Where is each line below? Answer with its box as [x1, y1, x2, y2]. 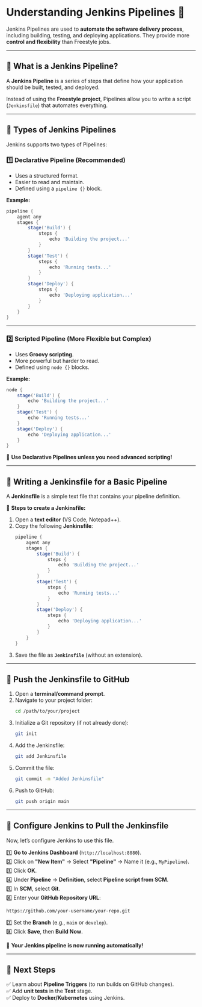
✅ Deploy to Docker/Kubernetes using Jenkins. [6, 994, 125, 1002]
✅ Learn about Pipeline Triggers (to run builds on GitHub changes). [6, 981, 174, 988]
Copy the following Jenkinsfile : [14, 522, 93, 530]
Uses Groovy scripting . [14, 350, 74, 358]
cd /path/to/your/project [14, 708, 80, 714]
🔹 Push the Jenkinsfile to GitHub [6, 674, 130, 684]
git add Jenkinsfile [14, 754, 67, 760]
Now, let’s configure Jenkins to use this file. [6, 837, 114, 844]
